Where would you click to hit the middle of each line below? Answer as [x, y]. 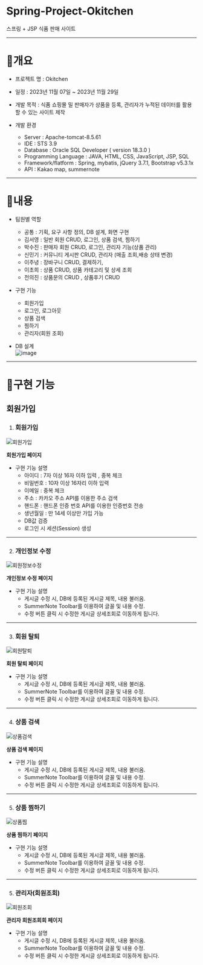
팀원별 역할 [28, 219]
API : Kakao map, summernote [62, 169]
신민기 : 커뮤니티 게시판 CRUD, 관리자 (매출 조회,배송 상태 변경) [98, 255]
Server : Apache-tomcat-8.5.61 [63, 137]
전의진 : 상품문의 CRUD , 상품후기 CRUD [72, 277]
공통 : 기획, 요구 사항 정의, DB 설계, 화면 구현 [76, 232]
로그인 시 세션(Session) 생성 [58, 528]
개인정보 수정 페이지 [30, 578]
